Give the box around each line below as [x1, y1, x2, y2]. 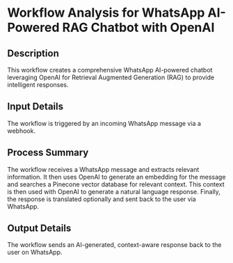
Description [7, 47, 59, 59]
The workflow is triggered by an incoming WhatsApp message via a [7, 119, 202, 127]
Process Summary [7, 147, 89, 159]
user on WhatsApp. [7, 248, 63, 257]
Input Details [7, 101, 64, 113]
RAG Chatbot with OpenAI [62, 19, 215, 35]
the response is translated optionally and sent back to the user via [7, 195, 196, 203]
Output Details [7, 223, 72, 234]
